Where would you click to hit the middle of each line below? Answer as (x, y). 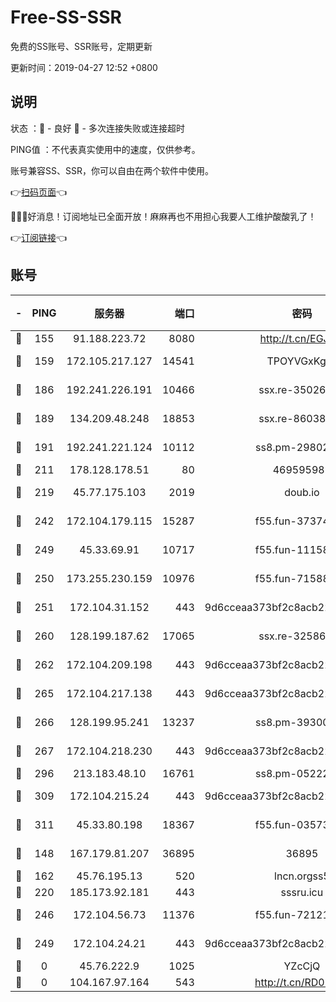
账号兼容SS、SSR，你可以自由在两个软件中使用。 (112, 170)
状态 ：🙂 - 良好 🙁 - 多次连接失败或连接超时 (97, 128)
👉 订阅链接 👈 (39, 237)
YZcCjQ (302, 966)
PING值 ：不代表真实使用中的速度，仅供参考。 (105, 149)
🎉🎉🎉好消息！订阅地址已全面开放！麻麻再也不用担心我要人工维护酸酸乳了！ (163, 216)
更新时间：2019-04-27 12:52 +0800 (84, 67)
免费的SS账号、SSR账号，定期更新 (81, 46)
